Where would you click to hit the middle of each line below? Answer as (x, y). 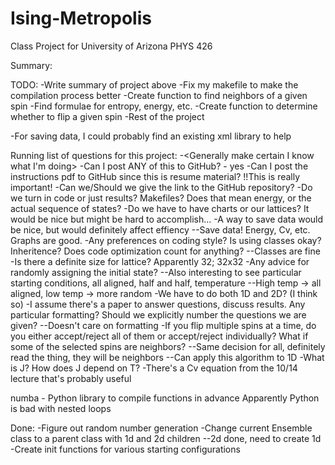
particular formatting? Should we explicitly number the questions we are (158, 314)
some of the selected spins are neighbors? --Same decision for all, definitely (168, 346)
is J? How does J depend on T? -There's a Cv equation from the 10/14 (154, 368)
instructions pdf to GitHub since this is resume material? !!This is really (155, 176)
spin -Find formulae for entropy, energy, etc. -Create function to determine (164, 106)
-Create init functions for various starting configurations (125, 449)
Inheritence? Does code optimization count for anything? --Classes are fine (165, 251)
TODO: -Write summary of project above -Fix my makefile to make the (154, 84)
